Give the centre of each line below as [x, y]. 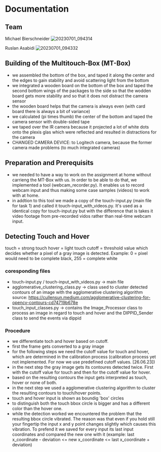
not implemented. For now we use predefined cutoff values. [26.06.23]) [83, 362]
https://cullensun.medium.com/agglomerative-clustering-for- [89, 297]
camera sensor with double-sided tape [51, 122]
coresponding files [28, 271]
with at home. [26, 195]
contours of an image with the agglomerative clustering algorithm [77, 292]
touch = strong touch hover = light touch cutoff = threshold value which [77, 248]
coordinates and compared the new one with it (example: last [73, 434]
